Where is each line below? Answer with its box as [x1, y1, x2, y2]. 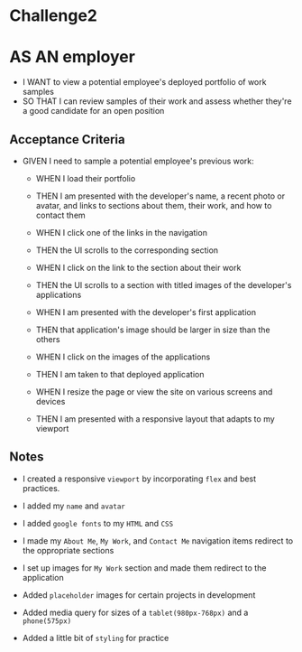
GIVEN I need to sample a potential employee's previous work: [22, 155, 254, 166]
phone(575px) [22, 616, 72, 626]
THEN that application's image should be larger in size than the [35, 324, 270, 335]
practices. [22, 482, 60, 493]
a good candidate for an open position [22, 106, 165, 116]
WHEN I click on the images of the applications [35, 351, 211, 362]
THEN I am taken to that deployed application [35, 368, 205, 379]
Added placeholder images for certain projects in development [22, 589, 256, 601]
